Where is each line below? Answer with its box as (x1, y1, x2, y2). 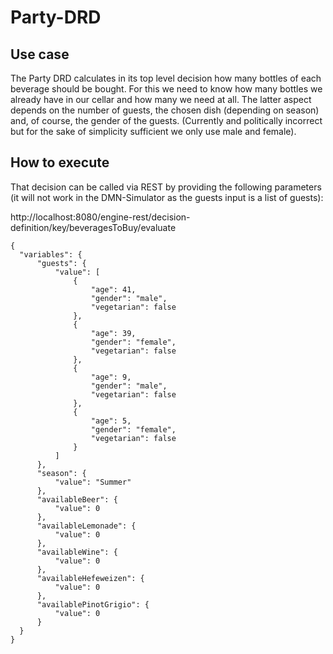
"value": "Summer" (54, 477, 132, 487)
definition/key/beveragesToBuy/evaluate (10, 221, 177, 233)
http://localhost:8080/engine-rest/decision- (10, 211, 191, 223)
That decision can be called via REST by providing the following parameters (10, 181, 322, 193)
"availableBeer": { (36, 494, 118, 505)
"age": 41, (90, 284, 137, 295)
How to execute (10, 154, 110, 171)
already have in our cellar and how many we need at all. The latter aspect (10, 94, 312, 105)
